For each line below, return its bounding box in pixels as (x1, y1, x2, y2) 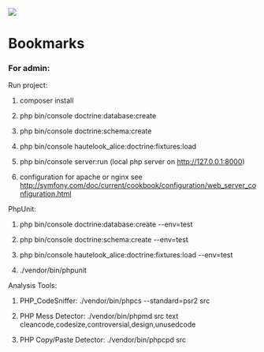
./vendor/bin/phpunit (19, 265, 87, 275)
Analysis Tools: (8, 281, 58, 290)
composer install (19, 95, 74, 106)
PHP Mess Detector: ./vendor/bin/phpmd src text (19, 312, 179, 321)
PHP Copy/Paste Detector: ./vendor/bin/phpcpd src (19, 335, 187, 345)
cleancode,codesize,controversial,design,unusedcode (19, 320, 196, 329)
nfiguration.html (19, 189, 72, 199)
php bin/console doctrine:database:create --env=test (19, 219, 193, 229)
